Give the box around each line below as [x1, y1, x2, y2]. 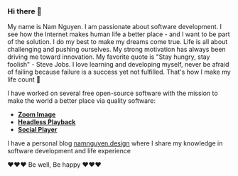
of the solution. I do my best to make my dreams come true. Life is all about [7, 38, 228, 46]
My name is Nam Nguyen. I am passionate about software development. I [7, 23, 222, 31]
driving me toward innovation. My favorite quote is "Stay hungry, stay [7, 53, 210, 61]
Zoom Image [17, 110, 56, 119]
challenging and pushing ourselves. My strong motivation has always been [7, 45, 226, 54]
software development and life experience [7, 147, 131, 155]
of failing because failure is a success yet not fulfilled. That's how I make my [7, 67, 231, 77]
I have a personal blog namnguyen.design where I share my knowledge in [7, 139, 223, 148]
